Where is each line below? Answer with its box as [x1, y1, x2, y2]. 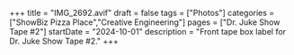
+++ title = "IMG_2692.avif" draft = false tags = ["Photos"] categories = [9, 8, 275, 18]
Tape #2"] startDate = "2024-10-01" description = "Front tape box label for [9, 27, 286, 36]
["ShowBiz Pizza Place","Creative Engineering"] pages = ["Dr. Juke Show [9, 17, 281, 27]
